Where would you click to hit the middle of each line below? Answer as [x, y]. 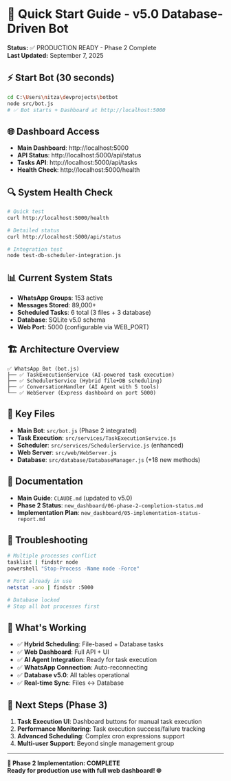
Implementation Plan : [48, 512]
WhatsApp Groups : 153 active [60, 298]
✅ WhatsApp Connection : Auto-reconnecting [82, 668]
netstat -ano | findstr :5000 [51, 587]
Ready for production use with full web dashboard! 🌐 [84, 771]
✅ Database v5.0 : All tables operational [73, 675]
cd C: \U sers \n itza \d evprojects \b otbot [63, 97]
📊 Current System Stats [60, 278]
